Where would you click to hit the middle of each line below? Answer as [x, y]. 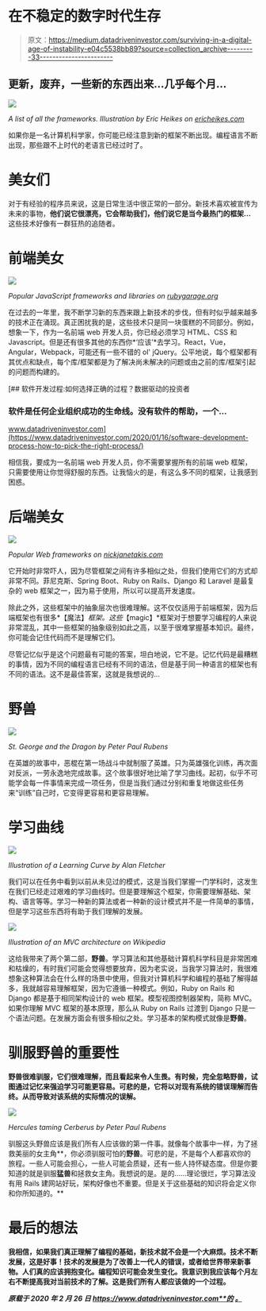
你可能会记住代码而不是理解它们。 [64, 637]
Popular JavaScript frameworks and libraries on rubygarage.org [114, 295]
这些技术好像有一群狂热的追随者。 [64, 223]
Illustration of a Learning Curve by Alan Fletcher [87, 865]
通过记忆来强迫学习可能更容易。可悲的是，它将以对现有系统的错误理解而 [133, 1086]
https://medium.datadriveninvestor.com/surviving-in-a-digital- [150, 40]
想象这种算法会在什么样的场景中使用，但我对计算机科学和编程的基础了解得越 [133, 978]
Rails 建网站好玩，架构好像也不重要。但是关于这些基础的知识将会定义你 [140, 1183]
